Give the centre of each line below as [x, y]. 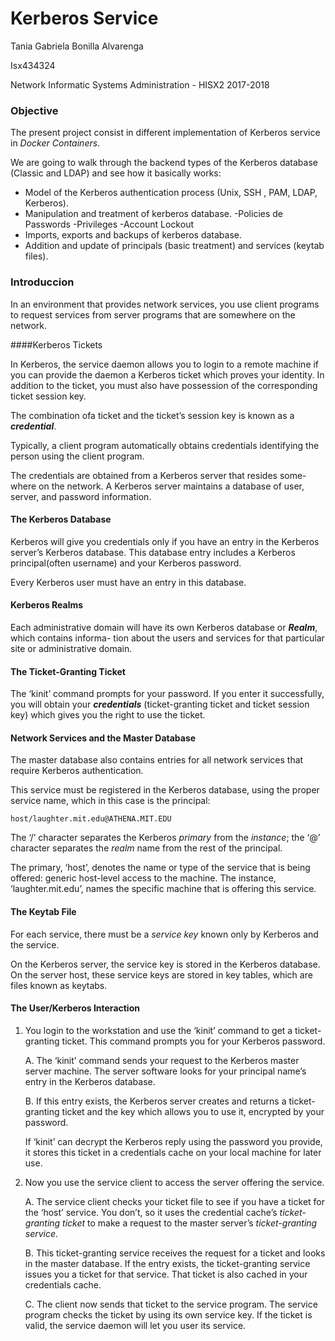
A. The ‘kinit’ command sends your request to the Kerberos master [162, 1060]
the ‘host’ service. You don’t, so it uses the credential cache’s [151, 1212]
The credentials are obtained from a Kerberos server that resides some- [158, 475]
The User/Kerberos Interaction [75, 1008]
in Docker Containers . [55, 143]
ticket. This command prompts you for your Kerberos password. [193, 1041]
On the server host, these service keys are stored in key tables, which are [161, 974]
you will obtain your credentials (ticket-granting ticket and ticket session [160, 704]
